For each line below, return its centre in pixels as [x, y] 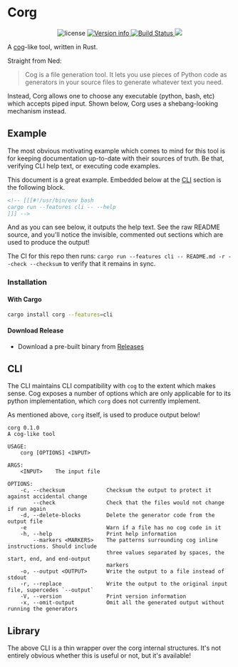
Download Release [36, 330]
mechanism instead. [37, 111]
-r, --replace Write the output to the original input [124, 584]
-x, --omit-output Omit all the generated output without [122, 603]
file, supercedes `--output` [51, 590]
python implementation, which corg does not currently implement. [104, 401]
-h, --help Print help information [98, 534]
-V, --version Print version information [103, 596]
